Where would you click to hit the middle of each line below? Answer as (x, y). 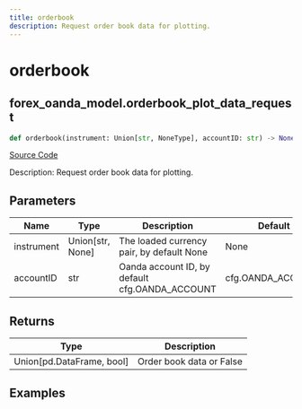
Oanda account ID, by (165, 267)
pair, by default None (164, 252)
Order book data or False (190, 361)
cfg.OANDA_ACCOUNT (168, 290)
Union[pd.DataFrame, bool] (71, 361)
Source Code (34, 155)
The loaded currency (163, 241)
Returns (32, 321)
